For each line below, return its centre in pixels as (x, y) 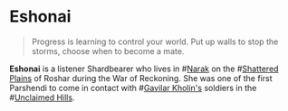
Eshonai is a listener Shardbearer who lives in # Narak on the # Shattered (144, 69)
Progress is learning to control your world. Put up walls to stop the (155, 42)
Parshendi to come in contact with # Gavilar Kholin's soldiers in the (133, 88)
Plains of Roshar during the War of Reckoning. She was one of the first (141, 78)
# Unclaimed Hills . (42, 97)
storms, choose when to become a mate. (108, 51)
